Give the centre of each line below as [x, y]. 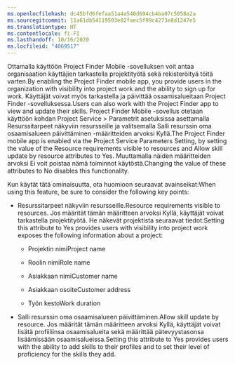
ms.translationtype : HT [42, 27]
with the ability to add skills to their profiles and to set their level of [113, 347]
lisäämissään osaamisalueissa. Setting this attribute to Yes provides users [123, 339]
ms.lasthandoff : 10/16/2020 [48, 40]
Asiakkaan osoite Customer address [79, 290]
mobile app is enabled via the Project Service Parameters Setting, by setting [117, 141]
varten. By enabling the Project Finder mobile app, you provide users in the [115, 81]
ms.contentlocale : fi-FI [43, 33]
